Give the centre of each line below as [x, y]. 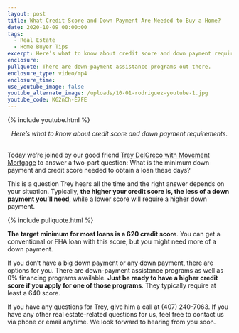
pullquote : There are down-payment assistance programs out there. [110, 67]
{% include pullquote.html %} [51, 220]
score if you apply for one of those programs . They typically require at [112, 285]
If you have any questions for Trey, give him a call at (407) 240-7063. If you [118, 307]
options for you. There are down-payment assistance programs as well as [116, 270]
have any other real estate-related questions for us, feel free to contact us [116, 314]
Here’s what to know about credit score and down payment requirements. [119, 133]
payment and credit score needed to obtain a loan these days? [99, 170]
